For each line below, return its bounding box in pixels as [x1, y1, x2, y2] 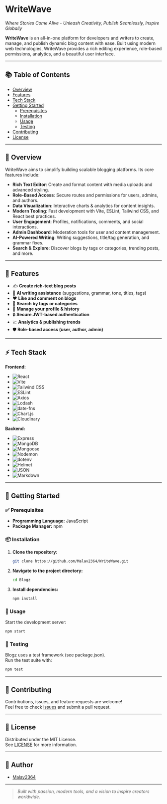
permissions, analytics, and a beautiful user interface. [5, 51, 115, 57]
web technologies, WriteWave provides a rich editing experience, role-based [5, 45, 162, 51]
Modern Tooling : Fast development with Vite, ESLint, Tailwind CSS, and [12, 208, 159, 214]
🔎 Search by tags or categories [12, 301, 78, 307]
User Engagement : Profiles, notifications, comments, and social [12, 218, 144, 224]
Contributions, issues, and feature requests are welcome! [5, 698, 123, 704]
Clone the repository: [12, 549, 58, 555]
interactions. [12, 223, 38, 230]
